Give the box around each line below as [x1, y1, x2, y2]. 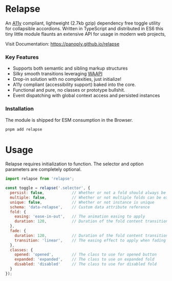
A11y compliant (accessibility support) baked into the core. [12, 81, 136, 88]
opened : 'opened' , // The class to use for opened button [14, 252, 157, 257]
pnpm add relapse [5, 126, 42, 132]
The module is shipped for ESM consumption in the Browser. [5, 117, 133, 123]
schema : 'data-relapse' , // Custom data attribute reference [10, 204, 150, 210]
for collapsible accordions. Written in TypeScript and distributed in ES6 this [5, 25, 164, 31]
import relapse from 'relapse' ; [5, 176, 74, 182]
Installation [5, 105, 34, 113]
